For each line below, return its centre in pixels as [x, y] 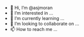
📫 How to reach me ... [34, 29]
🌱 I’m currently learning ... [37, 18]
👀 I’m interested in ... [32, 13]
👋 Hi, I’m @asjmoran [31, 8]
